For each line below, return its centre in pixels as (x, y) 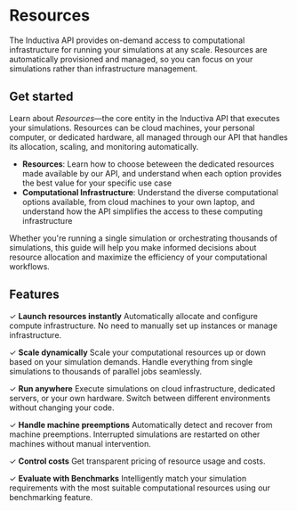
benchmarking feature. (51, 497)
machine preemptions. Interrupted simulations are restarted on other (135, 434)
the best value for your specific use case (97, 183)
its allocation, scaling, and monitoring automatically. (104, 146)
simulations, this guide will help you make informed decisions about (133, 247)
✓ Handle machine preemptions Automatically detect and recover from (141, 424)
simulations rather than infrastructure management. (104, 69)
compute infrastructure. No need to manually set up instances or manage (144, 326)
